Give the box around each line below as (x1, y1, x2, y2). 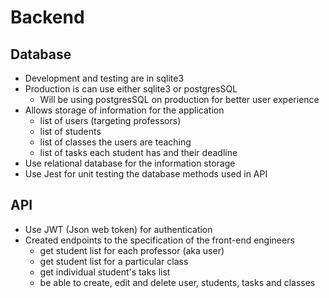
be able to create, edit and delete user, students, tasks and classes (39, 276, 316, 288)
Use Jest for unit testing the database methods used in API (24, 168, 268, 180)
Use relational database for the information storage (24, 157, 236, 169)
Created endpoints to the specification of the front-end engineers (24, 234, 295, 246)
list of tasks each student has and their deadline (39, 147, 238, 158)
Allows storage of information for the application (24, 104, 225, 116)
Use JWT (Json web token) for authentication (24, 223, 213, 235)
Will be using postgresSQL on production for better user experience (39, 94, 320, 105)
